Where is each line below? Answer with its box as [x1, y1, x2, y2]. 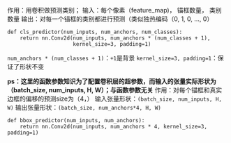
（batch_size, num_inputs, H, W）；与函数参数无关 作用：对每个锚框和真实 [7, 86, 223, 94]
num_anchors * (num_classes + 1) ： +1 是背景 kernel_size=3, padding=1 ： [7, 54, 218, 62]
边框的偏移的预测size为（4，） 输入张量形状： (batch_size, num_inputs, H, [7, 94, 222, 103]
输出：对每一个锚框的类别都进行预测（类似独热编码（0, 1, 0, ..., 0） [20, 15, 214, 23]
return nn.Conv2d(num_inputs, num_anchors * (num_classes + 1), [20, 35, 211, 42]
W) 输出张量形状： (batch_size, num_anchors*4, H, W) [7, 103, 162, 111]
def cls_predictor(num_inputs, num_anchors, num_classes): [7, 28, 183, 35]
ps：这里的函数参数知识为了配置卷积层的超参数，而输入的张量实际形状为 [7, 77, 216, 85]
